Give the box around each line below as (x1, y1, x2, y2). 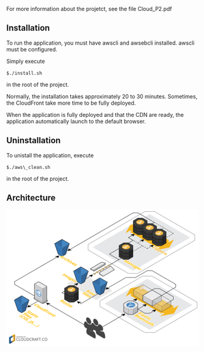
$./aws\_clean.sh (6, 164, 51, 170)
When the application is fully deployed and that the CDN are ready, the (6, 111, 184, 118)
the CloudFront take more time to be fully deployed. (6, 99, 136, 107)
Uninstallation (6, 135, 61, 146)
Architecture (6, 193, 56, 203)
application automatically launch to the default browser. (6, 118, 146, 125)
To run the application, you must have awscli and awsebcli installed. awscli (6, 39, 195, 47)
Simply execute (6, 58, 45, 65)
